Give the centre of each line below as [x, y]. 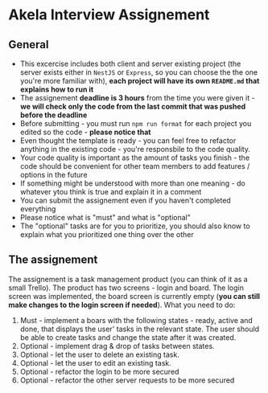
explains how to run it [57, 89]
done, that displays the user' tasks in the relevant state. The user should [140, 329]
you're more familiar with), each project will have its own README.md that [140, 81]
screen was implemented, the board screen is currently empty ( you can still [134, 296]
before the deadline [54, 115]
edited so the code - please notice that [85, 132]
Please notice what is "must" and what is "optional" [105, 217]
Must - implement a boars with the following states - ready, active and [136, 320]
